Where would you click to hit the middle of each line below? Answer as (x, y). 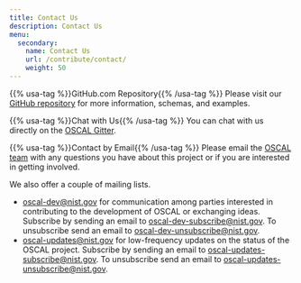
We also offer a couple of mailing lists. (80, 184)
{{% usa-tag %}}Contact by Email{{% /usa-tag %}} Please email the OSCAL (150, 147)
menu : (19, 34)
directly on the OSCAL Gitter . (63, 130)
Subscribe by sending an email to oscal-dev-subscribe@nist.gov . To (149, 221)
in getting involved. (45, 167)
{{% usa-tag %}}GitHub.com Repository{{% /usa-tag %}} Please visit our (146, 93)
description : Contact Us (56, 26)
